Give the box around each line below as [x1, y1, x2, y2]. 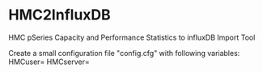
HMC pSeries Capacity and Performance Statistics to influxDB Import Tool [8, 32, 256, 42]
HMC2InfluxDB [8, 6, 111, 24]
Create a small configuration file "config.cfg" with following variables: [8, 48, 240, 58]
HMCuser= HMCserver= [8, 57, 91, 67]
